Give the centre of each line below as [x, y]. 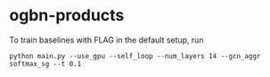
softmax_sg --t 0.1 [45, 64]
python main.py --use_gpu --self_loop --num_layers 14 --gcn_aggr [135, 56]
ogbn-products [67, 15]
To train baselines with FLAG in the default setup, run [106, 40]
